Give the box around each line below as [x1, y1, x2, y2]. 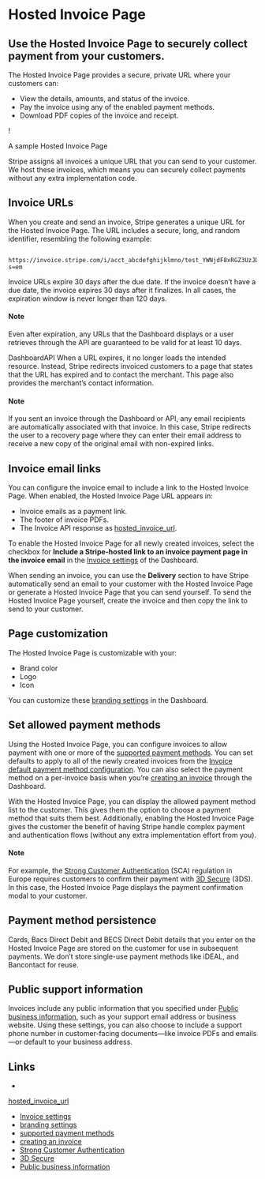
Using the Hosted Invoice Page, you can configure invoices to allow [8, 739, 228, 749]
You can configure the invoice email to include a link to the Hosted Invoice [8, 483, 249, 493]
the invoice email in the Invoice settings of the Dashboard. [8, 555, 199, 565]
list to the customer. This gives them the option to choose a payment [8, 805, 231, 814]
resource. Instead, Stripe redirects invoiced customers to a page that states [8, 362, 254, 371]
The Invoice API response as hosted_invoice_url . [19, 524, 177, 533]
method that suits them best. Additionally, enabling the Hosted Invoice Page [8, 813, 255, 823]
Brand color [19, 663, 58, 673]
